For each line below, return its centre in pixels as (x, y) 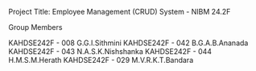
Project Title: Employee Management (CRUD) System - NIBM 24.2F (120, 12)
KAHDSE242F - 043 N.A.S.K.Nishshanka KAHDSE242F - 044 (110, 51)
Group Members (35, 27)
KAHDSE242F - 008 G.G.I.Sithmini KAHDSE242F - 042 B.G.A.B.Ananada (128, 43)
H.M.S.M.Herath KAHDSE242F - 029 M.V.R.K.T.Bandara (101, 60)
